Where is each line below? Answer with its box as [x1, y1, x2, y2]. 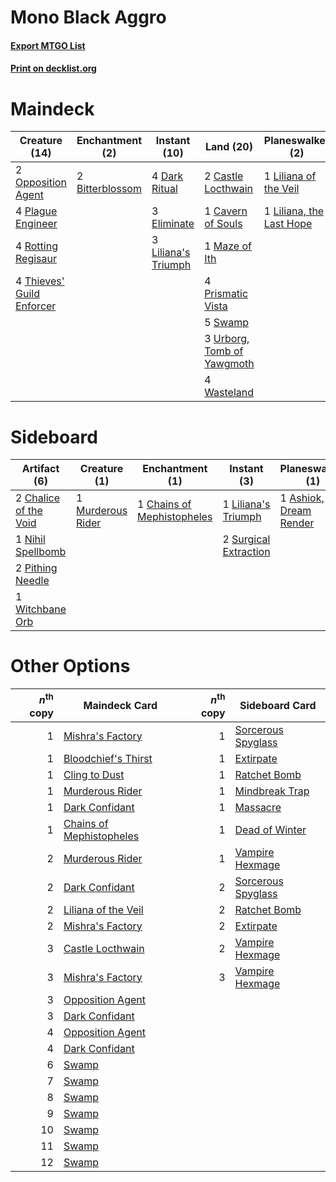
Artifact [21, 462, 60, 476]
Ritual [151, 182, 178, 196]
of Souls [204, 217, 243, 231]
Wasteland [204, 386, 255, 400]
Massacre [234, 800, 282, 814]
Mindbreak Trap [234, 784, 310, 798]
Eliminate [151, 217, 195, 231]
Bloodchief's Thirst [63, 751, 153, 765]
